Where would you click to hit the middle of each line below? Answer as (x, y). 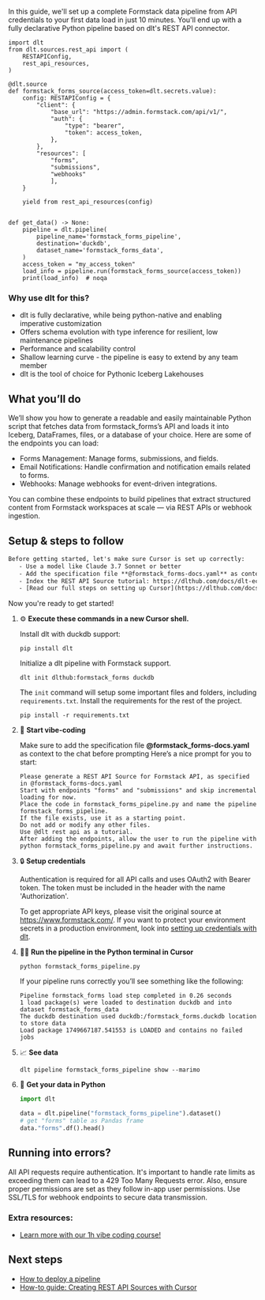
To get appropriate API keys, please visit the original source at (120, 912)
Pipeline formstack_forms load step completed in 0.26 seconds (126, 996)
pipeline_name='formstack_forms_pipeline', (109, 237)
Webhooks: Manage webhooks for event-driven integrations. (118, 484)
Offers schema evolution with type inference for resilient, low (119, 332)
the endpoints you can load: (54, 443)
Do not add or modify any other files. (85, 825)
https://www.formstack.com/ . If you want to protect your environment (132, 920)
